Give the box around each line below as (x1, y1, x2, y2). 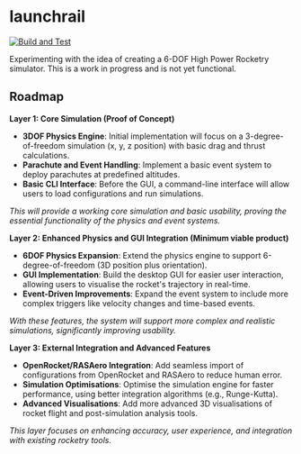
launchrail (9, 6, 86, 27)
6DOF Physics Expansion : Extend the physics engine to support (22, 250, 261, 260)
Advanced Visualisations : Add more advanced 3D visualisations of (22, 398, 272, 409)
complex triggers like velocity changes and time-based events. (22, 297, 256, 308)
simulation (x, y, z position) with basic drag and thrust (66, 140, 266, 150)
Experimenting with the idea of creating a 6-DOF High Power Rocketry (9, 53, 270, 64)
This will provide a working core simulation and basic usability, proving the (9, 205, 288, 216)
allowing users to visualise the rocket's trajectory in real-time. (22, 278, 251, 289)
